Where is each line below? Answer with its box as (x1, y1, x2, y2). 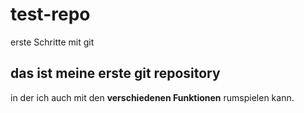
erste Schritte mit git (10, 36, 95, 48)
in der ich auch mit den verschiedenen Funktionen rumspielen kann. (10, 91, 295, 103)
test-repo (10, 3, 91, 26)
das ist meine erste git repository (10, 65, 221, 82)
